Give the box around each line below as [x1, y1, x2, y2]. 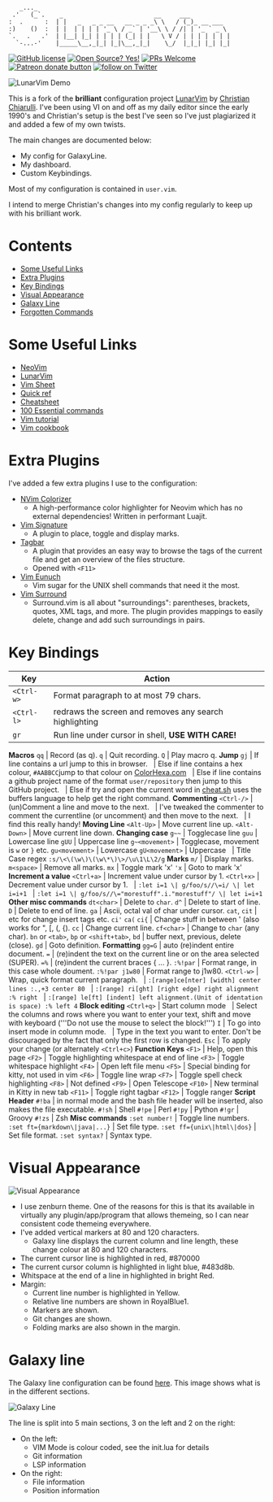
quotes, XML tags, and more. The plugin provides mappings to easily [32, 606, 263, 616]
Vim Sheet [19, 379, 55, 390]
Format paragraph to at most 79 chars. [53, 690, 201, 701]
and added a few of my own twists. [8, 120, 126, 129]
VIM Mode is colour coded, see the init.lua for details [32, 1442, 210, 1452]
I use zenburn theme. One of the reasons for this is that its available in [19, 1201, 255, 1211]
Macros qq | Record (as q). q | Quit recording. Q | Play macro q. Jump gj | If [8, 750, 259, 760]
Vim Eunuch [19, 572, 61, 581]
